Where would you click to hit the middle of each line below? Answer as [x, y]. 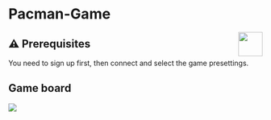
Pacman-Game [60, 14]
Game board [40, 88]
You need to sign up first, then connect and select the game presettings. [129, 63]
